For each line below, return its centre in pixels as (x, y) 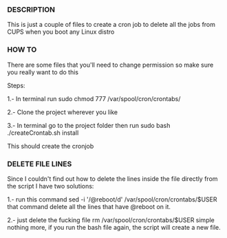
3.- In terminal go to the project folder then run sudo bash (89, 125)
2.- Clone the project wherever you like (63, 112)
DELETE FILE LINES (40, 164)
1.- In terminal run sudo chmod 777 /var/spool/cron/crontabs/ (94, 98)
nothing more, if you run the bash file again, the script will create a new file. (114, 227)
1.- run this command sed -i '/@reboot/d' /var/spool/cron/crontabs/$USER (112, 199)
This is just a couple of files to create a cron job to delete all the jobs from (111, 25)
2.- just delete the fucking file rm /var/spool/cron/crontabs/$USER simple (111, 220)
